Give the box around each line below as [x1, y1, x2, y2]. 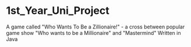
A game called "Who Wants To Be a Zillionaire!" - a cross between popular [6, 23, 185, 30]
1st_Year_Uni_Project [6, 4, 110, 17]
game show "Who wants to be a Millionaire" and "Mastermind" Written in [6, 29, 181, 36]
